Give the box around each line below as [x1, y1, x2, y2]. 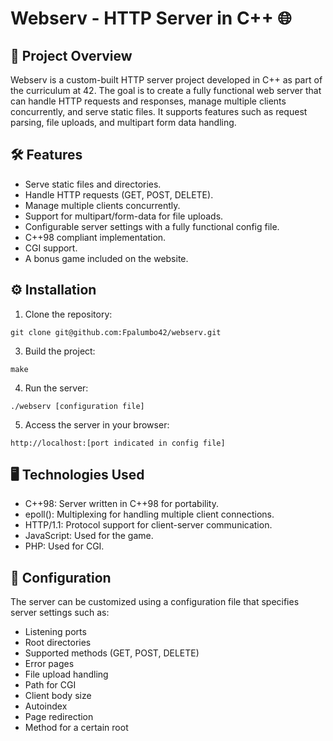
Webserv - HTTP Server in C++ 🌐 [10, 7, 292, 30]
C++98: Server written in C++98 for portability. [24, 498, 219, 510]
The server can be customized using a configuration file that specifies [10, 596, 300, 608]
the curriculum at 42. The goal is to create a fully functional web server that [10, 85, 322, 96]
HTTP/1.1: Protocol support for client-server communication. [24, 519, 273, 531]
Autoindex [24, 700, 68, 712]
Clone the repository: [24, 308, 113, 320]
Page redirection [24, 711, 94, 723]
